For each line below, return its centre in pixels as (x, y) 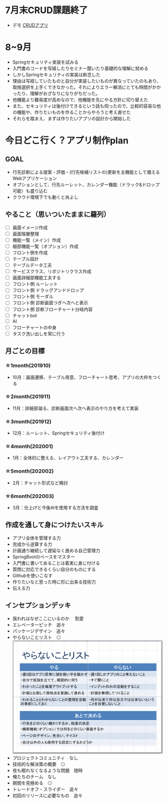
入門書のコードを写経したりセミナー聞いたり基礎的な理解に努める (80, 68)
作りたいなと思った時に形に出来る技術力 (54, 581)
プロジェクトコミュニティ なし (45, 758)
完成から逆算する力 (32, 544)
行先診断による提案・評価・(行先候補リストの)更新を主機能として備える (86, 172)
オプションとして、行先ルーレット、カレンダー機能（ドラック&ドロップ (86, 184)
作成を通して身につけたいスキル (54, 525)
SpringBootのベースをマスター (43, 556)
